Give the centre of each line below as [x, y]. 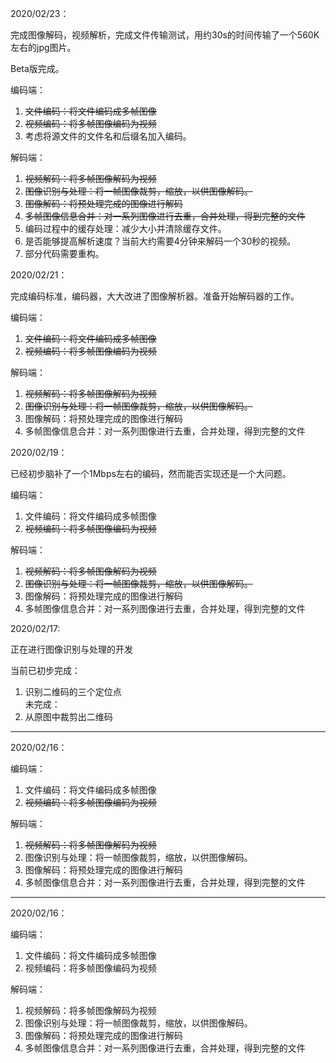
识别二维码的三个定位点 [73, 691]
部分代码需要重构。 [64, 253]
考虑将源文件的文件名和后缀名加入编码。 [108, 136]
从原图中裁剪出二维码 [68, 716]
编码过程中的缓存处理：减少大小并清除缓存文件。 [125, 228]
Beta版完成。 [37, 68]
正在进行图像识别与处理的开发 [71, 649]
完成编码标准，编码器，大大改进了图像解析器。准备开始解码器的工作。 [155, 296]
